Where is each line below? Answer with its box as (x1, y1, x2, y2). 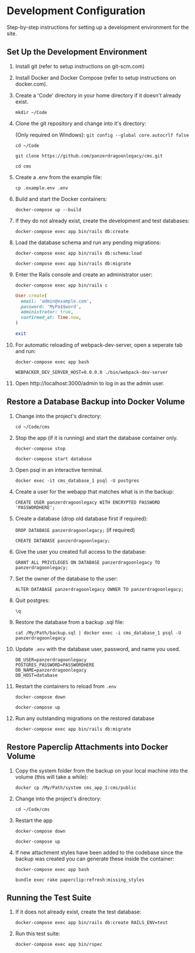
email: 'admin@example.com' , (21, 298, 92, 304)
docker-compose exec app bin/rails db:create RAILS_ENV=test (15, 920, 169, 926)
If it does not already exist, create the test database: (15, 908, 142, 915)
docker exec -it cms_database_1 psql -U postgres (15, 478, 140, 484)
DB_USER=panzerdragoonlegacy (15, 656, 87, 663)
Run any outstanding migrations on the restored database (15, 715, 155, 722)
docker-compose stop (15, 445, 66, 452)
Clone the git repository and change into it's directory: (15, 120, 146, 127)
